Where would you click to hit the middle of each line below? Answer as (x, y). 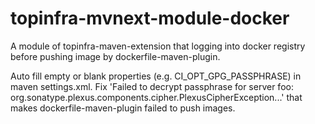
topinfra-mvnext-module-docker (150, 18)
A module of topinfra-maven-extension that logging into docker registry (158, 46)
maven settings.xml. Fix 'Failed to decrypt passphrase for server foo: (152, 86)
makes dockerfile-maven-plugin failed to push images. (123, 108)
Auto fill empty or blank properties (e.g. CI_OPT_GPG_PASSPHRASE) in (156, 76)
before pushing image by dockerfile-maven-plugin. (115, 56)
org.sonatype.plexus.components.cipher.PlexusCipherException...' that (156, 97)
